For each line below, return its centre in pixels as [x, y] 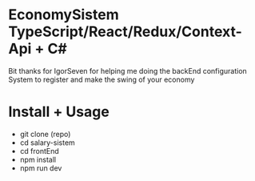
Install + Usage [59, 112]
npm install [38, 159]
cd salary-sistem [48, 143]
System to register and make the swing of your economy [102, 79]
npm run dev [41, 168]
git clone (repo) [45, 134]
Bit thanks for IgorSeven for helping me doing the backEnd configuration [128, 70]
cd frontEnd [40, 151]
